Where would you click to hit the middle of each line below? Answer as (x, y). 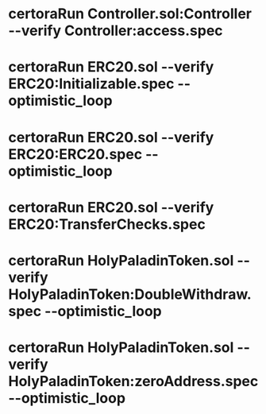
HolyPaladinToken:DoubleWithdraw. (130, 294)
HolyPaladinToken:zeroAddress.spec (133, 381)
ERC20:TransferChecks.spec (107, 224)
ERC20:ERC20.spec (75, 154)
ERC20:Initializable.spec (91, 84)
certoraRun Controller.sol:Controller (130, 14)
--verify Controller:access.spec (116, 31)
